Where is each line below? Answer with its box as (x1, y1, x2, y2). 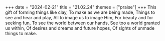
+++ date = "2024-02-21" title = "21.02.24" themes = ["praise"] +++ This (5, 4, 156, 10)
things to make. (5, 31, 37, 36)
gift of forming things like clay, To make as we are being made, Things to (5, 9, 155, 15)
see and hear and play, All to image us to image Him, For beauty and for (5, 15, 153, 20)
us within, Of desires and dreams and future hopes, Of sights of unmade (5, 25, 154, 31)
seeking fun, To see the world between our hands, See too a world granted (5, 20, 160, 26)
